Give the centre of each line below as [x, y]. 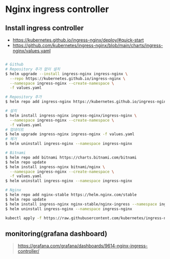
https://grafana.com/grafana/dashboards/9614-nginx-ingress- [83, 246]
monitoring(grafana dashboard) [56, 234]
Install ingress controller [45, 28]
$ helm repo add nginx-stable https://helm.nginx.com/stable [71, 195]
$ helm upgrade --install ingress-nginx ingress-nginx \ [67, 74]
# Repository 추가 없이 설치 [33, 69]
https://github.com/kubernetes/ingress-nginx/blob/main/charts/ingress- [88, 45]
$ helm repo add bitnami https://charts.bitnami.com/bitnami [71, 158]
